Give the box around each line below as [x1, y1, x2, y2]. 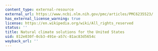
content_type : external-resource [5, 7, 74, 12]
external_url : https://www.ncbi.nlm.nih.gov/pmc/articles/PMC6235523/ [5, 12, 154, 17]
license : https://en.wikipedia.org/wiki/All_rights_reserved [5, 20, 134, 26]
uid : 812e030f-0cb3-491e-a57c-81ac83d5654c [5, 34, 96, 39]
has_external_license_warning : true [5, 16, 80, 21]
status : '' [5, 25, 28, 30]
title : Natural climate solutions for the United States [5, 30, 125, 34]
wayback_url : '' [5, 39, 39, 44]
